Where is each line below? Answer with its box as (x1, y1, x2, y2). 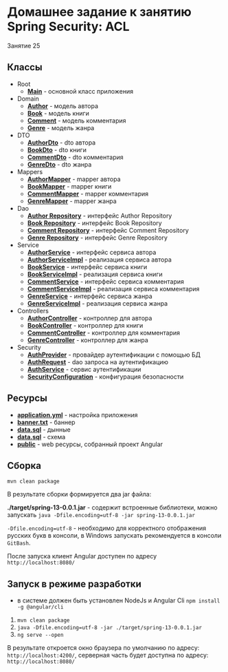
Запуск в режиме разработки (7, 578, 142, 589)
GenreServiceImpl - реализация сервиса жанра (27, 299, 168, 307)
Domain (16, 94, 40, 103)
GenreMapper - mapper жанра (27, 197, 117, 205)
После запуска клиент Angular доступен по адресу (7, 552, 157, 560)
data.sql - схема (16, 432, 66, 441)
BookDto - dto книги (27, 145, 87, 154)
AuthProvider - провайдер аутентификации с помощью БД (27, 350, 201, 359)
